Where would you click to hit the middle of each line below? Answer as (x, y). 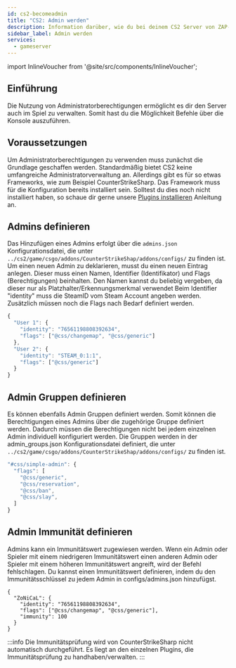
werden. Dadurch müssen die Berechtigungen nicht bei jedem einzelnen (112, 429)
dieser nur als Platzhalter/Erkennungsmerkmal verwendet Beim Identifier (112, 289)
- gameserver (33, 46)
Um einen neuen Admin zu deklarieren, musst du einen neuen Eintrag (108, 266)
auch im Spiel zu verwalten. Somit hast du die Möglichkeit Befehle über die (116, 113)
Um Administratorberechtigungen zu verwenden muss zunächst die (105, 160)
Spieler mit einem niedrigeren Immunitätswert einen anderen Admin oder (112, 556)
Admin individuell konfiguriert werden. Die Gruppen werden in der (103, 436)
